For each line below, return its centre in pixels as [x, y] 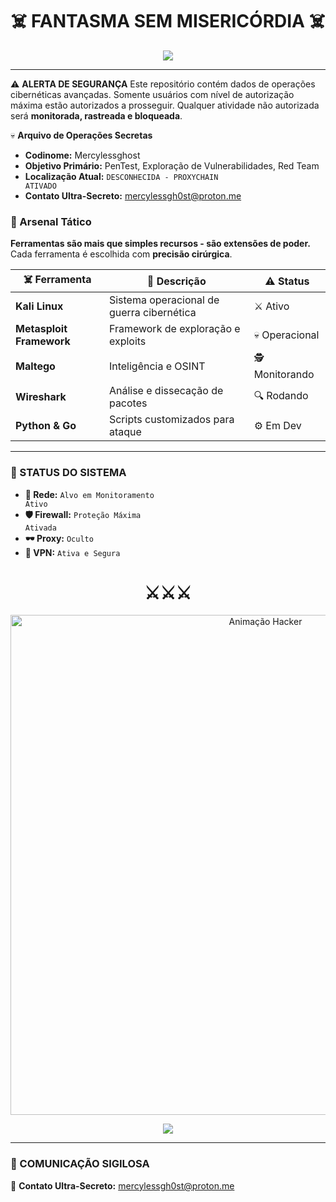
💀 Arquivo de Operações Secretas [81, 135]
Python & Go [46, 426]
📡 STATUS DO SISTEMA [68, 473]
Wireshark [41, 397]
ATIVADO [40, 186]
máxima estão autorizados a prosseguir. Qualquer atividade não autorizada [165, 105]
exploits [127, 341]
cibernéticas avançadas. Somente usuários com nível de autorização [152, 94]
